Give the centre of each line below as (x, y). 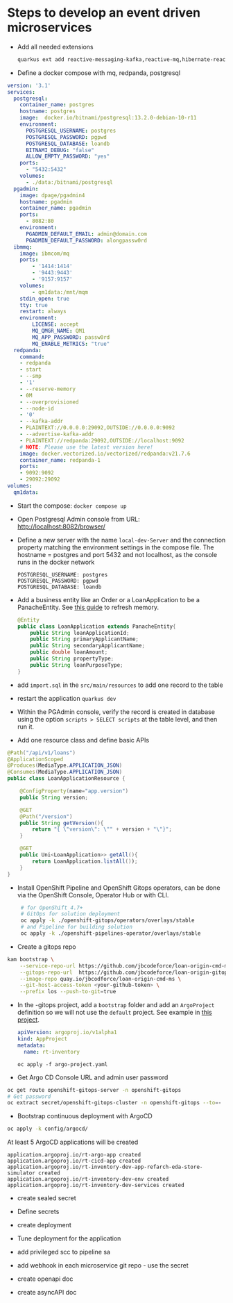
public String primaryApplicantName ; (85, 639)
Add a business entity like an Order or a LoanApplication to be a (108, 599)
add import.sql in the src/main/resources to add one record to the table (120, 685)
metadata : (32, 1045)
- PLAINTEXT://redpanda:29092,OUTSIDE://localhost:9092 (102, 440)
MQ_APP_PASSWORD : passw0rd (71, 337)
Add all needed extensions (55, 47)
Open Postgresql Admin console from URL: (78, 519)
